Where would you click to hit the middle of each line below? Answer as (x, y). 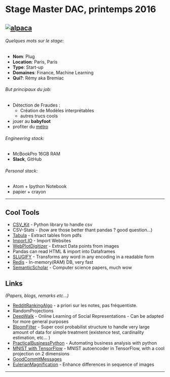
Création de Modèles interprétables (57, 110)
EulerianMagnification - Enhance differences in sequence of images (83, 364)
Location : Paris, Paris (35, 62)
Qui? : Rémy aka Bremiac (38, 78)
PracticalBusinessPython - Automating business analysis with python (84, 343)
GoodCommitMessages (37, 359)
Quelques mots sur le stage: (35, 41)
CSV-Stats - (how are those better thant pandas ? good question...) (82, 230)
